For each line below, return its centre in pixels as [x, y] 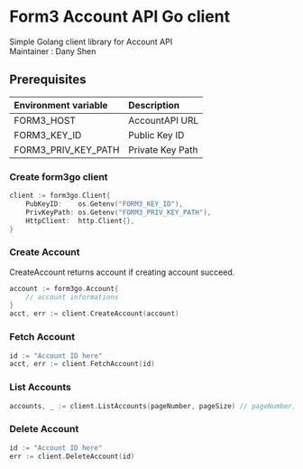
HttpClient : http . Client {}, [80, 220]
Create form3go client [59, 176]
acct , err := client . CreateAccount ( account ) [94, 314]
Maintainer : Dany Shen [53, 51]
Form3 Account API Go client [120, 17]
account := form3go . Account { [64, 288]
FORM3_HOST [45, 120]
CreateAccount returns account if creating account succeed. [122, 272]
